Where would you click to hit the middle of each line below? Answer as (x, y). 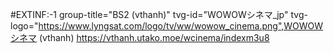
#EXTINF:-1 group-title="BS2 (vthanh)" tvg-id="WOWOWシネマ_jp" (149, 14)
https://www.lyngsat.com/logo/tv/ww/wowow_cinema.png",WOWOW (181, 26)
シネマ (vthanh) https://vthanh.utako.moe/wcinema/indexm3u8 (140, 37)
